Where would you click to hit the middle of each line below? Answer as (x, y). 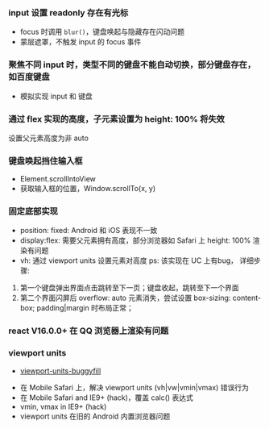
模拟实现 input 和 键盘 (56, 96)
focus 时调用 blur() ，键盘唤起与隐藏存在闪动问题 (102, 32)
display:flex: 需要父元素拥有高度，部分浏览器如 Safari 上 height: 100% (135, 240)
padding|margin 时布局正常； (85, 308)
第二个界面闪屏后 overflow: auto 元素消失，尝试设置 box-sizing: (125, 298)
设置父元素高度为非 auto (48, 138)
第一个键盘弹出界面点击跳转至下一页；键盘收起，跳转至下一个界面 (129, 288)
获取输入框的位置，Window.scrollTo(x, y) (88, 189)
